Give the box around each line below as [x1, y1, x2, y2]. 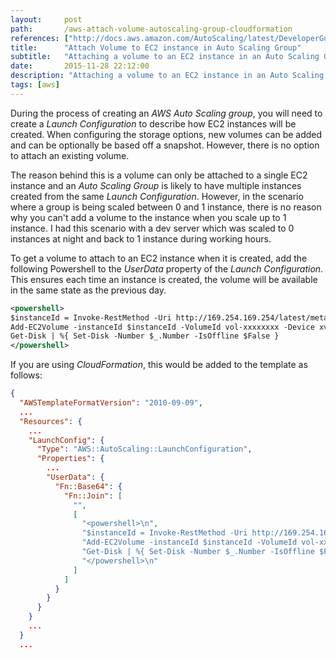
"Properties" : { [36, 454, 105, 464]
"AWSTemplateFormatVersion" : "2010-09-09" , [19, 398, 203, 408]
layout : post [10, 14, 83, 25]
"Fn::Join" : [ [63, 491, 123, 501]
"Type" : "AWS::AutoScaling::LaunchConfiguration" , [36, 444, 253, 455]
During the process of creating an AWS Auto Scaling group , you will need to [10, 107, 323, 119]
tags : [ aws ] [10, 80, 60, 90]
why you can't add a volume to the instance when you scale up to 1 [10, 211, 287, 223]
